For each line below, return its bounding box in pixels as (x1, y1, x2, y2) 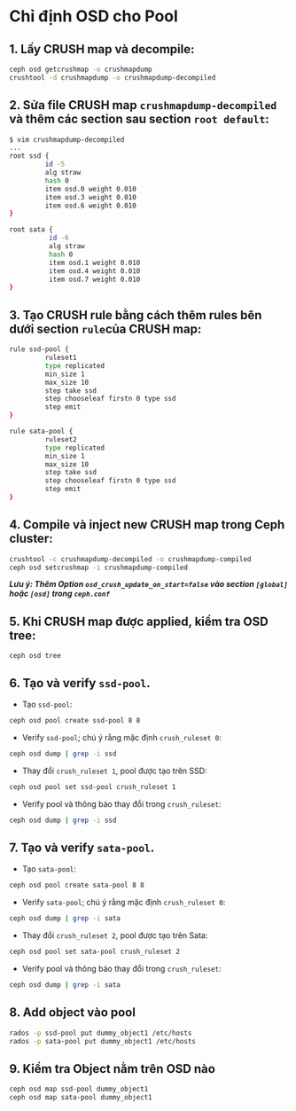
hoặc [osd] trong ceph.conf (9, 588, 111, 599)
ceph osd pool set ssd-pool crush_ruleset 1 (9, 782, 176, 791)
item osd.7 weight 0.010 (48, 275, 141, 284)
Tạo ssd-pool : (21, 699, 73, 710)
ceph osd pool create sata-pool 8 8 (9, 880, 144, 890)
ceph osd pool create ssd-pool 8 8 (9, 716, 141, 725)
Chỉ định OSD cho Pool (9, 6, 179, 27)
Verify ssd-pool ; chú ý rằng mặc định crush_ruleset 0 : (21, 732, 222, 742)
